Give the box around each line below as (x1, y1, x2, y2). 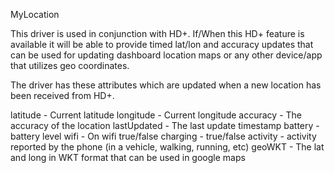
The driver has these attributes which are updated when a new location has (10, 79, 322, 91)
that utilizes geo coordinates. (10, 60, 130, 71)
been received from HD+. (10, 90, 115, 101)
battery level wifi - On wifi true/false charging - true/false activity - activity (10, 130, 317, 142)
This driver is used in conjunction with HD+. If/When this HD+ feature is (10, 28, 305, 39)
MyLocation (10, 9, 60, 20)
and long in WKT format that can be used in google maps (10, 152, 246, 163)
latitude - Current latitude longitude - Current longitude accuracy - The (10, 109, 303, 121)
